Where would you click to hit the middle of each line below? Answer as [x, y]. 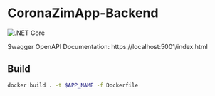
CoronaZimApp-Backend [83, 13]
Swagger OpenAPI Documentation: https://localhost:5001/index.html [107, 46]
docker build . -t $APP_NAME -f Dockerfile [73, 85]
